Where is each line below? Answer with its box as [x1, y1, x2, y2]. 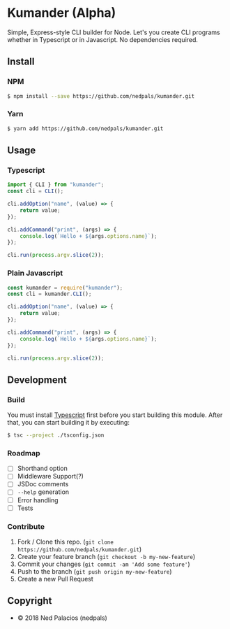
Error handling [17, 495, 59, 504]
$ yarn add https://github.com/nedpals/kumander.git [7, 125, 164, 132]
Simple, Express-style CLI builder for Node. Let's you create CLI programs [7, 28, 221, 36]
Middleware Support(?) [17, 472, 84, 481]
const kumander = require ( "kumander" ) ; [7, 284, 123, 291]
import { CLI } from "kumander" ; [7, 181, 105, 188]
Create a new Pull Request [17, 574, 94, 583]
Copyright [7, 595, 52, 607]
